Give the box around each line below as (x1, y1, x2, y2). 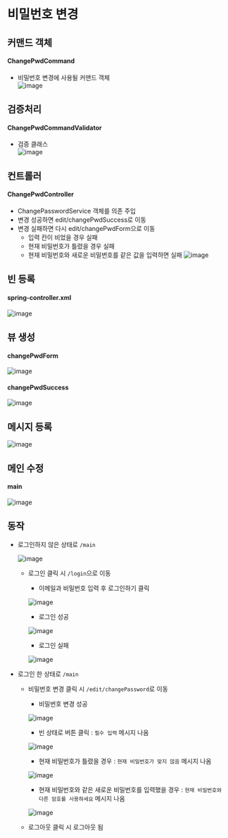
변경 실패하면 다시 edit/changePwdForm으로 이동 (17, 224, 156, 232)
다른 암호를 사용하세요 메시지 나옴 (38, 794, 125, 803)
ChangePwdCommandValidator (7, 123, 102, 132)
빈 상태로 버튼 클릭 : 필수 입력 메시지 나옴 (38, 728, 149, 737)
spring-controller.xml (7, 293, 72, 301)
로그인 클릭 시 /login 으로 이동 (27, 568, 111, 577)
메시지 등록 (7, 420, 53, 433)
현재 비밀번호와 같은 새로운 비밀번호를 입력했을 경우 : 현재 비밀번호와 (38, 785, 222, 794)
